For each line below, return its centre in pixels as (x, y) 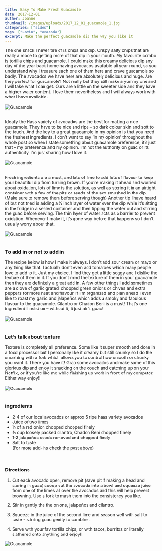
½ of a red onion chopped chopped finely (53, 427)
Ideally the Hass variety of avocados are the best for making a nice (72, 121)
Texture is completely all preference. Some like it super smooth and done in (80, 347)
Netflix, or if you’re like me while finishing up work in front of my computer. (79, 373)
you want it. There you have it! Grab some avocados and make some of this (80, 363)
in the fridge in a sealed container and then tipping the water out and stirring (81, 208)
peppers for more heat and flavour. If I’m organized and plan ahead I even (78, 293)
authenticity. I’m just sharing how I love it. (46, 152)
